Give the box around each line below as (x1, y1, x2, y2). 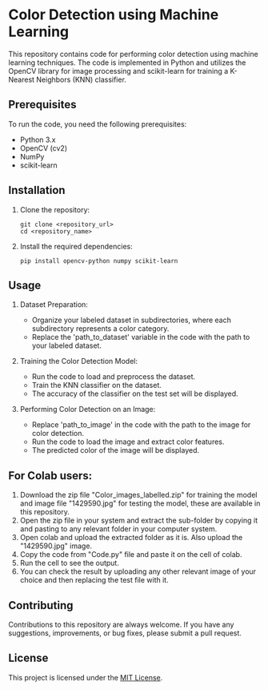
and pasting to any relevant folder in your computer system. (19, 524, 218, 534)
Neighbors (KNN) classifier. (35, 75, 126, 84)
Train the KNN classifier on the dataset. (31, 381, 162, 390)
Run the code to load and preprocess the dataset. (31, 372, 196, 381)
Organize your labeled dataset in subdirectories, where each (31, 315, 232, 325)
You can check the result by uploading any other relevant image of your (19, 567, 257, 576)
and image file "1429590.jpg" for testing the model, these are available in (19, 498, 261, 508)
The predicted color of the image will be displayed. (31, 446, 200, 455)
